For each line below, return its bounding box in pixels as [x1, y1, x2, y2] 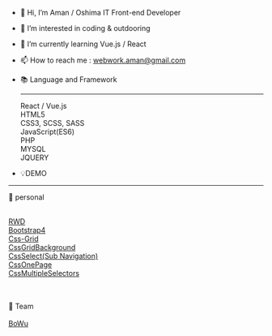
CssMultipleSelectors [8, 269, 79, 278]
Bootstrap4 [8, 226, 46, 235]
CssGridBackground [8, 243, 76, 252]
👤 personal [8, 192, 45, 202]
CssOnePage [8, 260, 53, 269]
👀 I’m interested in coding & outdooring [19, 24, 151, 32]
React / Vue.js [19, 101, 67, 110]
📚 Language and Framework [19, 75, 117, 84]
